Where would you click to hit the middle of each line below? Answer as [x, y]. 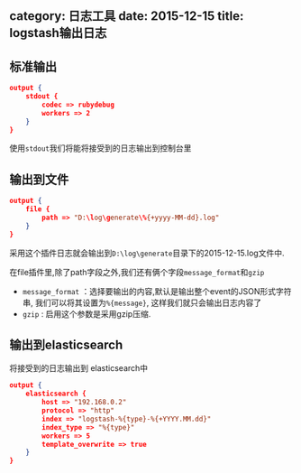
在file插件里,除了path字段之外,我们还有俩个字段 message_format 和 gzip [137, 272]
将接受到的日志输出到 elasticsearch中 [79, 368]
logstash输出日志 [58, 33]
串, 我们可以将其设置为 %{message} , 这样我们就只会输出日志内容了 [142, 302]
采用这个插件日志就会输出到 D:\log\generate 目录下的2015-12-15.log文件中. [147, 253]
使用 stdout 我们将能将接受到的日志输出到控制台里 [100, 148]
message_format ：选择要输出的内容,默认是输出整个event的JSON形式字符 [157, 291]
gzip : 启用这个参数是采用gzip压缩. [87, 313]
